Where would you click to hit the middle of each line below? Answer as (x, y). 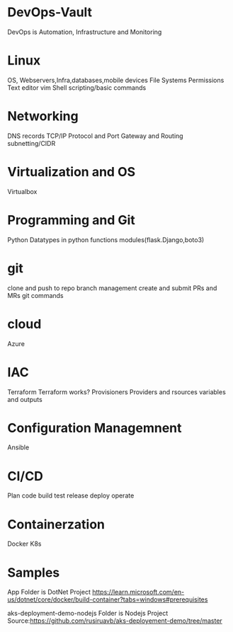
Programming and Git (72, 220)
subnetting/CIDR (32, 143)
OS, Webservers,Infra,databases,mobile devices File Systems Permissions (116, 80)
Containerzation (56, 524)
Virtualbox (22, 191)
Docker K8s (24, 544)
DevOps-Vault (50, 12)
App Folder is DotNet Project (49, 592)
